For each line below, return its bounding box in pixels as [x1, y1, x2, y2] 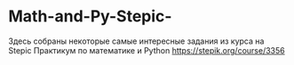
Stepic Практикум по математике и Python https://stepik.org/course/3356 [8, 45, 285, 55]
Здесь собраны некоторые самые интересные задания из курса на [8, 36, 265, 46]
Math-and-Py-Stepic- [8, 6, 172, 27]
